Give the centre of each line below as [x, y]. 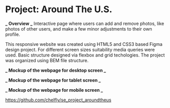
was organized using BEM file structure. [47, 60]
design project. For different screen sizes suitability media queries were [80, 49]
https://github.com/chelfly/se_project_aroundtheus [58, 100]
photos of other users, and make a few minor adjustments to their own [79, 29]
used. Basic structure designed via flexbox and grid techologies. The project [85, 55]
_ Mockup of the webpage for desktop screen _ [56, 70]
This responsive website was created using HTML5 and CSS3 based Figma [84, 44]
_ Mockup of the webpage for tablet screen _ [53, 80]
